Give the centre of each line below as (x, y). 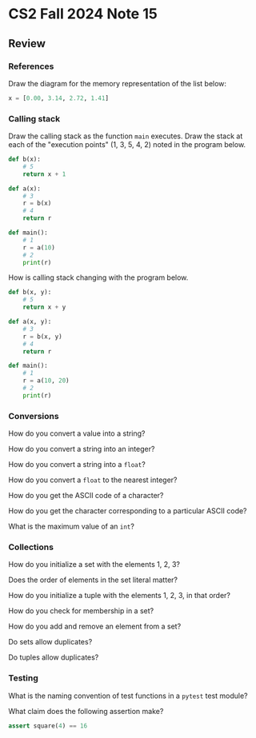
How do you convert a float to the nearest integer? (93, 480)
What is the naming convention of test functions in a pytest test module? (128, 696)
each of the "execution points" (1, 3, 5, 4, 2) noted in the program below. (127, 145)
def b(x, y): (30, 293)
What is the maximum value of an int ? (71, 527)
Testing (23, 678)
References (31, 66)
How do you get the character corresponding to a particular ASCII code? (128, 511)
